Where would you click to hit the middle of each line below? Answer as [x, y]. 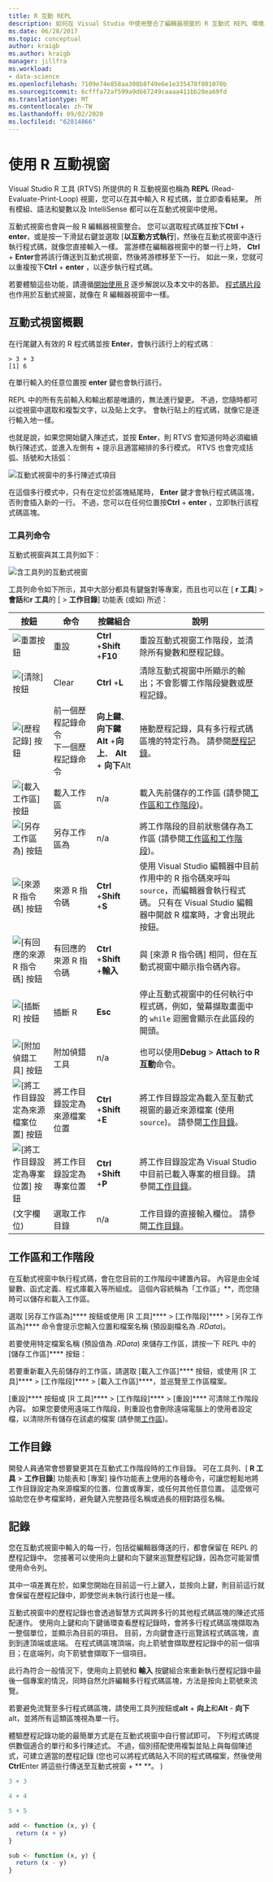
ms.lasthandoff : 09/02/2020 [56, 115]
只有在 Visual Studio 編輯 [206, 902]
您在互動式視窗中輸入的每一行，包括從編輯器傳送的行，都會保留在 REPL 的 [133, 1548]
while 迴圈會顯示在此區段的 [202, 1018]
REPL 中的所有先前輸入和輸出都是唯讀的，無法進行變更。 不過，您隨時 [126, 399]
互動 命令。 [160, 1064]
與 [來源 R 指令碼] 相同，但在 [194, 954]
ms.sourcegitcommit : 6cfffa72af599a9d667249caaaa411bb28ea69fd [118, 91]
